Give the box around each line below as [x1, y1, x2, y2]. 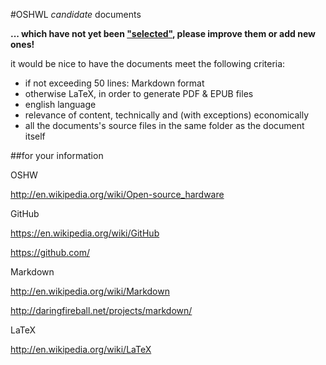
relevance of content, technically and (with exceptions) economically [24, 109, 310, 121]
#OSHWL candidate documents [10, 9, 142, 20]
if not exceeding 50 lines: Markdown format [24, 77, 205, 89]
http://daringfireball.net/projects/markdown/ [10, 305, 193, 316]
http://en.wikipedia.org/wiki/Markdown [10, 285, 170, 297]
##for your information [10, 150, 104, 161]
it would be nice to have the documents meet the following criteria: [10, 58, 286, 69]
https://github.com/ [10, 247, 90, 258]
